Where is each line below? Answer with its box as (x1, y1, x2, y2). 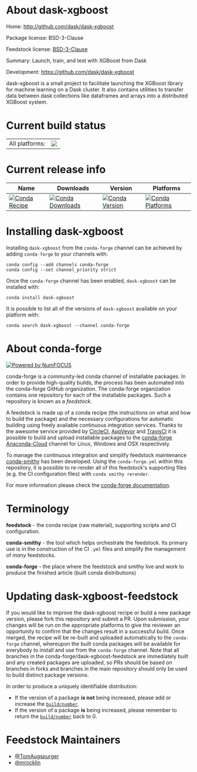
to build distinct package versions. (6, 671, 89, 678)
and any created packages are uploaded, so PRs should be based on (6, 659, 172, 666)
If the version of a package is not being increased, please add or (14, 694, 171, 701)
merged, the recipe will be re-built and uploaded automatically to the (6, 634, 172, 641)
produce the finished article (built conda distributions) (6, 569, 137, 576)
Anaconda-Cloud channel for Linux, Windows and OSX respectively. (6, 440, 171, 447)
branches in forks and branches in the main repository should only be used (6, 665, 188, 672)
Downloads (56, 184, 90, 192)
